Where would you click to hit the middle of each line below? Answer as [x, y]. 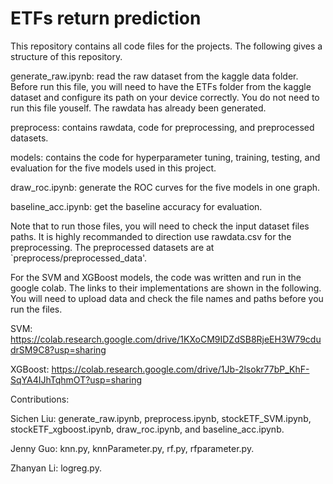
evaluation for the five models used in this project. [113, 168]
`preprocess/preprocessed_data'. [79, 258]
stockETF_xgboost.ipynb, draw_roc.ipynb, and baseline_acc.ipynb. [147, 429]
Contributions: [40, 399]
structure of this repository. [66, 56]
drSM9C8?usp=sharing [58, 349]
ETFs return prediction [106, 18]
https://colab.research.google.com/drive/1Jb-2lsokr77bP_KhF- [180, 369]
